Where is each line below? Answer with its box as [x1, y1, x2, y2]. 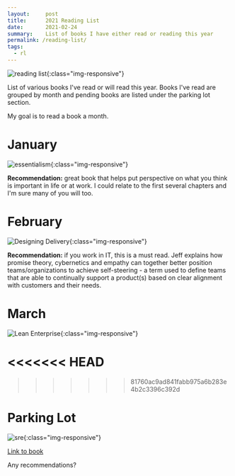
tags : [7, 43, 23, 50]
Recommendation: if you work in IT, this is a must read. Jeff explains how [7, 251, 223, 259]
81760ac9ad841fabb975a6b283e [130, 377, 227, 386]
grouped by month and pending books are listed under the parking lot [7, 90, 211, 99]
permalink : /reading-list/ [7, 37, 87, 44]
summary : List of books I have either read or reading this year [7, 30, 214, 38]
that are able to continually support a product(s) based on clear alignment [7, 273, 223, 282]
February [7, 214, 62, 229]
